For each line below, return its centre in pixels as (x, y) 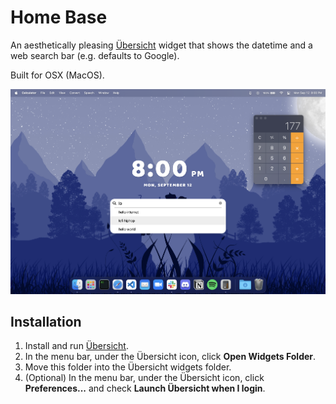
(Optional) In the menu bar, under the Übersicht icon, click (144, 378)
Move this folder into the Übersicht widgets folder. (128, 367)
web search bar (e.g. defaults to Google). (95, 55)
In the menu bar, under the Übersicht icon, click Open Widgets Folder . (170, 357)
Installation (46, 321)
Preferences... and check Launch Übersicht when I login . (145, 388)
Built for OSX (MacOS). (57, 75)
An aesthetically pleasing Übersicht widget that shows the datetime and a (161, 45)
